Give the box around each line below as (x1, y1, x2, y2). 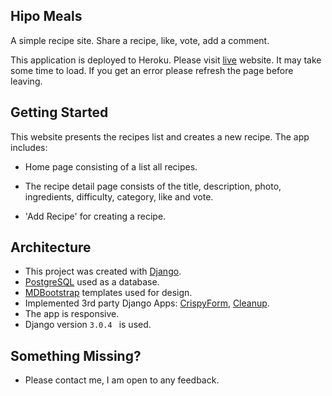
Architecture (10, 239, 92, 256)
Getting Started (10, 104, 109, 121)
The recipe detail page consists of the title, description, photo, (24, 180, 282, 192)
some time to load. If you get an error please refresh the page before (10, 64, 294, 76)
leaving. (10, 75, 43, 87)
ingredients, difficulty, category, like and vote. (24, 190, 214, 203)
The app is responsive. (24, 308, 120, 320)
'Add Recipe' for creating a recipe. (24, 210, 167, 222)
